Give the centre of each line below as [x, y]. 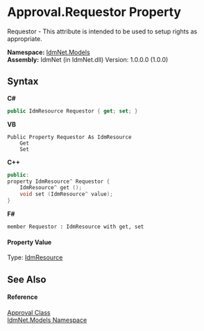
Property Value [29, 242]
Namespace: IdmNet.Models [49, 52]
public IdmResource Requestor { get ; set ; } [73, 111]
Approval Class [29, 312]
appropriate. [25, 38]
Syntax [23, 82]
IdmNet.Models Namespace [47, 320]
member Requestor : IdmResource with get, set [76, 227]
